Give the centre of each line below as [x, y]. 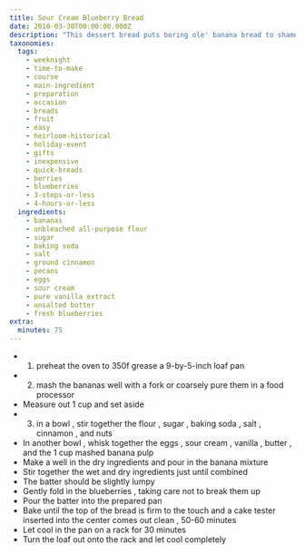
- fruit [40, 119]
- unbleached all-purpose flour [87, 229]
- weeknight [48, 60]
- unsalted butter [60, 305]
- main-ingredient [60, 85]
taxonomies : [32, 43]
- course [42, 77]
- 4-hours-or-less [60, 204]
